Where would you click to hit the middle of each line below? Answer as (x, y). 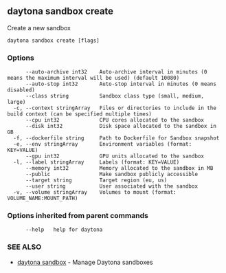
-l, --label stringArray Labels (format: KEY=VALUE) (97, 162)
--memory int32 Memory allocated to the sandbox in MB (119, 168)
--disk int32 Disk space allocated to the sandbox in (121, 127)
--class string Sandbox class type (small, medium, (115, 96)
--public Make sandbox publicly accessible (111, 175)
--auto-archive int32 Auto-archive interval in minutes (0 (116, 72)
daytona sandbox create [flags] (53, 41)
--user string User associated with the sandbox (111, 186)
